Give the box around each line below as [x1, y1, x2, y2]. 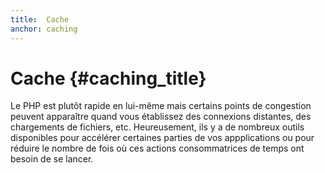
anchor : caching [10, 24, 78, 34]
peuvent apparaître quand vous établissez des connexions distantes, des [10, 111, 312, 123]
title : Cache [10, 14, 70, 25]
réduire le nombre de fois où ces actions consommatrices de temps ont [10, 142, 305, 155]
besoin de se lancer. [10, 153, 94, 165]
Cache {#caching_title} [10, 67, 207, 90]
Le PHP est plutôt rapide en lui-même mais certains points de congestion [10, 100, 312, 112]
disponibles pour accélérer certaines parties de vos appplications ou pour [10, 132, 315, 144]
